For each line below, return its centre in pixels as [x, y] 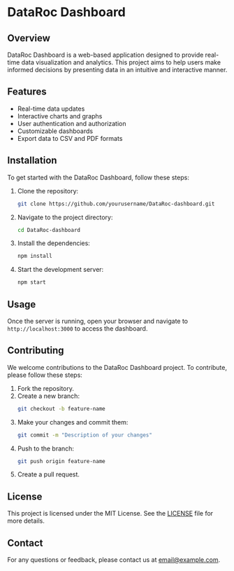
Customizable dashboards [55, 131]
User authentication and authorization [72, 123]
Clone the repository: [48, 191]
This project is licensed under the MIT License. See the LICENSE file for [110, 514]
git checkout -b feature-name [61, 408]
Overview [29, 38]
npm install [35, 256]
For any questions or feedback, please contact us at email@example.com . [114, 560]
